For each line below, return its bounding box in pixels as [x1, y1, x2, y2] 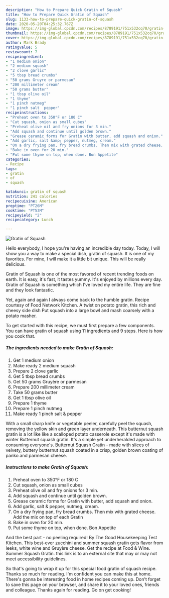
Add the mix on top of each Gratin [13, 514, 83, 520]
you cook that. [6, 333, 36, 339]
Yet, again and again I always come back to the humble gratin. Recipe [6, 297, 149, 303]
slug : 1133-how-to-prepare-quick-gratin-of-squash [6, 17, 114, 22]
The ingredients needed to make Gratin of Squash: [6, 345, 113, 351]
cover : [6, 36, 20, 41]
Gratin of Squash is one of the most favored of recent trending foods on [6, 271, 154, 277]
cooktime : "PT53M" [6, 208, 44, 213]
